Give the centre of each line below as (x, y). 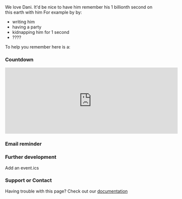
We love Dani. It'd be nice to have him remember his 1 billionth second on (79, 7)
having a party (27, 27)
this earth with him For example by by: (44, 12)
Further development (31, 157)
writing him (23, 22)
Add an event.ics (22, 168)
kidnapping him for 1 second (41, 32)
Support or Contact (29, 180)
